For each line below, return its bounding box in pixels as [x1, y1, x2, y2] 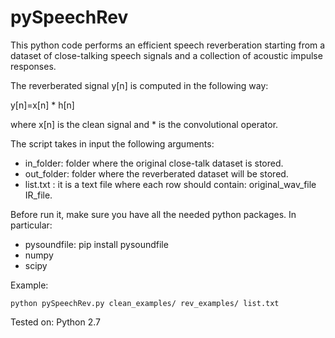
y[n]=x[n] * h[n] [10, 99, 75, 111]
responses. [10, 60, 57, 72]
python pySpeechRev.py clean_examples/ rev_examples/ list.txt [10, 298, 280, 308]
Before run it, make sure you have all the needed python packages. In [10, 208, 297, 220]
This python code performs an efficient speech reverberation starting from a [10, 39, 326, 51]
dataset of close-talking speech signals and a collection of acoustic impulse [10, 49, 323, 61]
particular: [10, 219, 53, 231]
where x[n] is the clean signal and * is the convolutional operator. [10, 118, 279, 130]
